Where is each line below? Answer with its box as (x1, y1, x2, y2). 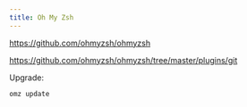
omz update (9, 89, 50, 98)
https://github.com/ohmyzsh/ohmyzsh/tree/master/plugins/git (9, 54, 238, 65)
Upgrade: (9, 72, 45, 83)
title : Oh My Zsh (9, 12, 74, 22)
